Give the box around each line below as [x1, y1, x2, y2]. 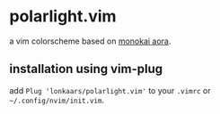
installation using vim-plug [9, 61, 163, 77]
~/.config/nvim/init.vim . [9, 94, 105, 105]
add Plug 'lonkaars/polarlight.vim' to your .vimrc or [9, 85, 211, 95]
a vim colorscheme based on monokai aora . [9, 36, 172, 46]
